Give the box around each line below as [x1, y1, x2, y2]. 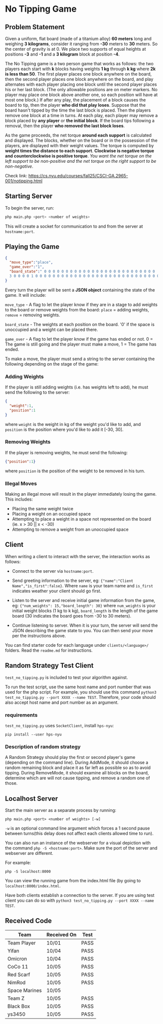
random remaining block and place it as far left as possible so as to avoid [5, 765, 151, 771]
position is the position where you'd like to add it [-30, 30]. [5, 426, 124, 432]
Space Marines [7, 987, 42, 994]
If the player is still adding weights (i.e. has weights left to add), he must [5, 384, 148, 390]
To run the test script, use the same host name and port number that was [5, 684, 151, 690]
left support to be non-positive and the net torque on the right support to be [5, 158, 157, 164]
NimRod [7, 979, 26, 985]
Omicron [7, 955, 28, 962]
